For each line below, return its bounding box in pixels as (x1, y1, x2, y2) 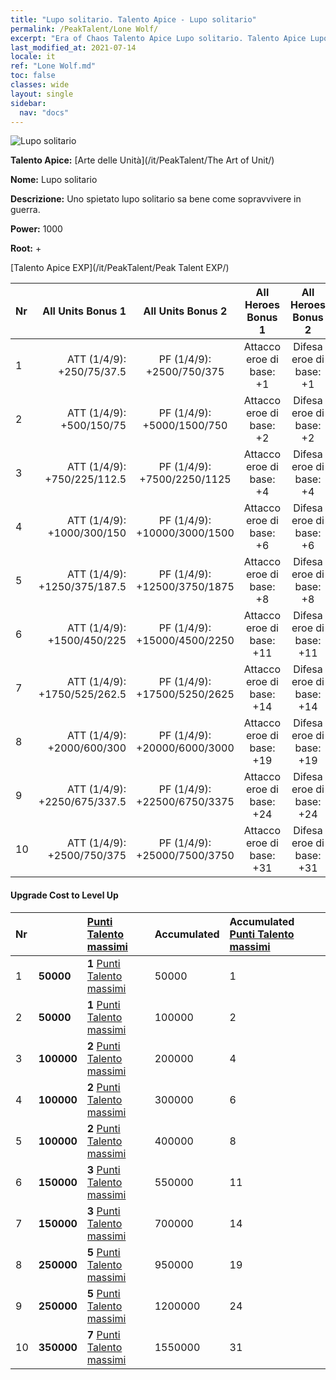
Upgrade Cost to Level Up (10, 889, 119, 901)
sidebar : (10, 98, 47, 108)
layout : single (10, 89, 74, 99)
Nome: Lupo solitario (10, 174, 98, 186)
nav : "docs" (19, 107, 70, 118)
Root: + (10, 242, 42, 255)
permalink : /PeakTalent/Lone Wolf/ (10, 24, 159, 34)
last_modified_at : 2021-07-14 (10, 42, 137, 53)
